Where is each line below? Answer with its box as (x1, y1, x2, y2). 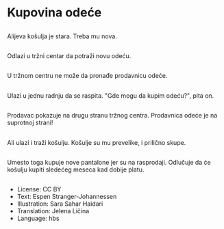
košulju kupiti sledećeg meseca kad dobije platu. (7, 165, 145, 174)
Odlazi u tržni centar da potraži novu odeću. (7, 51, 132, 59)
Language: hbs (16, 214, 60, 223)
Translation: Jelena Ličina (16, 207, 90, 215)
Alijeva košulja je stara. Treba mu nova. (7, 32, 118, 40)
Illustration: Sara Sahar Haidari (16, 200, 103, 208)
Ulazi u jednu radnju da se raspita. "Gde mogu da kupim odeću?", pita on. (7, 91, 214, 100)
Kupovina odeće (7, 5, 102, 21)
